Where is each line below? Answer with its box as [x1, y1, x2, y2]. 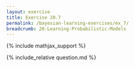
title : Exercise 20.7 [6, 14, 61, 21]
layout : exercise [6, 8, 50, 15]
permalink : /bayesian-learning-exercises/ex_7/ [6, 20, 130, 26]
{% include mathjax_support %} [6, 42, 86, 49]
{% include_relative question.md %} [6, 54, 97, 61]
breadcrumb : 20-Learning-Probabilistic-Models [6, 25, 126, 32]
